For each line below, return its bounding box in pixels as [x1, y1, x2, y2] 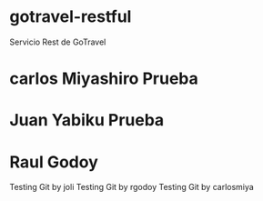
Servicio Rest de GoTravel [9, 36, 106, 47]
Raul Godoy [9, 152, 98, 172]
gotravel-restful [9, 6, 132, 27]
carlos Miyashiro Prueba [9, 68, 198, 89]
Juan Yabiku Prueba [9, 110, 165, 131]
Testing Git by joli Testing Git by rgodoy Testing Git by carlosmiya [9, 182, 255, 193]
